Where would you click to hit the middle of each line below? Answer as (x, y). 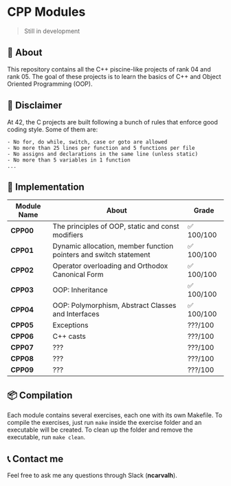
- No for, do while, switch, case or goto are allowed (87, 142)
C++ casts (69, 336)
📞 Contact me (35, 459)
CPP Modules (46, 12)
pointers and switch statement (101, 255)
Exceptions (70, 325)
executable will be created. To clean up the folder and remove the (100, 430)
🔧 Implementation (46, 187)
